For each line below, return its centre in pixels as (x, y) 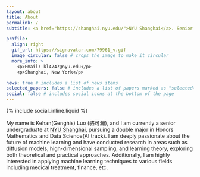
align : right (28, 45)
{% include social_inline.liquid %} (47, 111)
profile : (17, 39)
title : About (22, 17)
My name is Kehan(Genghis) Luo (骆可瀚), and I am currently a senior (91, 123)
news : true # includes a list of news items (62, 83)
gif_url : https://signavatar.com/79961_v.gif (69, 50)
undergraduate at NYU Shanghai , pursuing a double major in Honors (90, 129)
